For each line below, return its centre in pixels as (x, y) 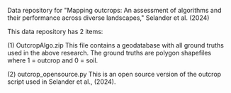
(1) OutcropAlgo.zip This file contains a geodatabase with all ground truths (116, 45)
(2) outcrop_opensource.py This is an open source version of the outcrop (114, 74)
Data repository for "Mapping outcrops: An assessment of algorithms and (114, 10)
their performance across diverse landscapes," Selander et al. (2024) (108, 18)
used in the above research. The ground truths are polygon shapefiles (109, 53)
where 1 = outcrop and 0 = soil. (53, 60)
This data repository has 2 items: (55, 32)
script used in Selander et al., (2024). (62, 82)
